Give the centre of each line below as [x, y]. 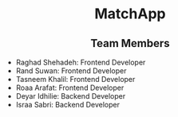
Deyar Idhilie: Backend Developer [71, 96]
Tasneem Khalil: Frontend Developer [75, 79]
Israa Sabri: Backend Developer [67, 105]
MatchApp [130, 14]
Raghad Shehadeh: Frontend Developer [81, 62]
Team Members [130, 43]
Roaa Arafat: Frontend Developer [70, 88]
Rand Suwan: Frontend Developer [71, 71]
